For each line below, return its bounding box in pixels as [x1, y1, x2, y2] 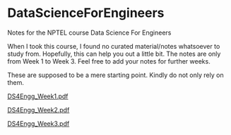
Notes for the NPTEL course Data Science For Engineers [7, 28, 172, 37]
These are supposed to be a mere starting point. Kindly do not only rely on [7, 71, 224, 79]
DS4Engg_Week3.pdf [7, 119, 70, 128]
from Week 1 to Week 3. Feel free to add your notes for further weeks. [7, 57, 211, 65]
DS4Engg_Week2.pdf [7, 105, 70, 114]
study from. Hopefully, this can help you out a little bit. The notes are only [7, 49, 221, 58]
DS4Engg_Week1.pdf [7, 92, 69, 100]
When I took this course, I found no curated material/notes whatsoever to [7, 42, 220, 50]
